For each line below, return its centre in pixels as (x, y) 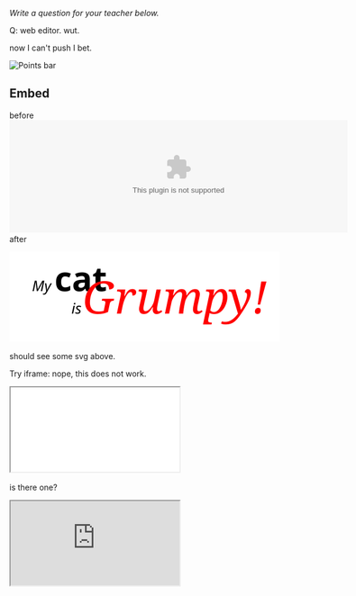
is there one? (33, 487)
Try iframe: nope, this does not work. (78, 374)
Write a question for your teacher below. (84, 13)
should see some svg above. (62, 356)
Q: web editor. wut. (45, 30)
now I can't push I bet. (50, 48)
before (22, 115)
